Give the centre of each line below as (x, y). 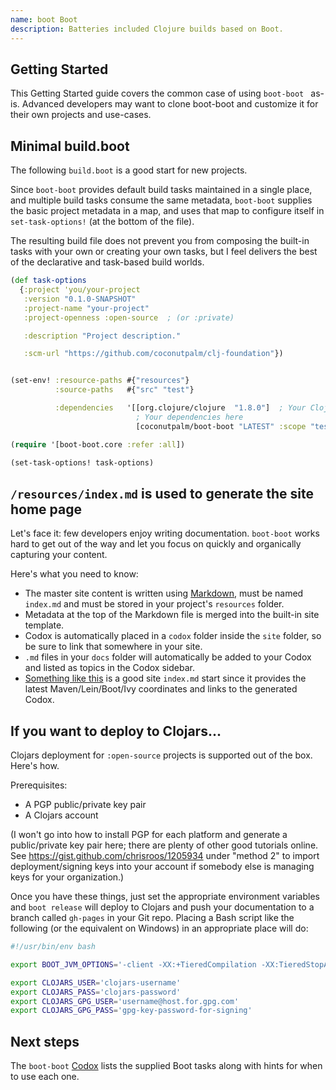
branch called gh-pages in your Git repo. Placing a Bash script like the (152, 917)
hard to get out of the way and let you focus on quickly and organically (156, 544)
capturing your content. (59, 555)
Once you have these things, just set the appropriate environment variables (165, 896)
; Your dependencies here (189, 417)
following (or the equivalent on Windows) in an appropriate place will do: (159, 928)
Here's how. (35, 765)
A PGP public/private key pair (85, 804)
